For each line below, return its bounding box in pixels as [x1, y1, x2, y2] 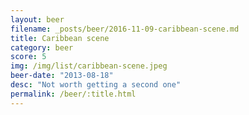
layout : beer [10, 14, 65, 25]
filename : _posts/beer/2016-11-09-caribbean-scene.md [10, 24, 240, 34]
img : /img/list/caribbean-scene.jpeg [10, 61, 168, 71]
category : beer [10, 42, 74, 53]
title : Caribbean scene [10, 33, 110, 43]
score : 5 [10, 52, 47, 62]
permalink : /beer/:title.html [10, 89, 137, 99]
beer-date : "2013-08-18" [10, 71, 114, 81]
